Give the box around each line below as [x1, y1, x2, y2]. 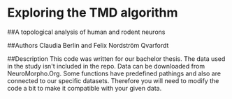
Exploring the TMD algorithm [7, 5, 178, 21]
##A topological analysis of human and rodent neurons [7, 28, 166, 36]
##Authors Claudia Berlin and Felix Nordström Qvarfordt [7, 41, 169, 49]
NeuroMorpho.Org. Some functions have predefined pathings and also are [7, 69, 222, 78]
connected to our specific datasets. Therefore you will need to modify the [7, 76, 219, 84]
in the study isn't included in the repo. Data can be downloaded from [7, 62, 205, 70]
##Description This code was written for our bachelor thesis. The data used [7, 54, 226, 63]
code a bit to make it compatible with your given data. [7, 84, 162, 92]
